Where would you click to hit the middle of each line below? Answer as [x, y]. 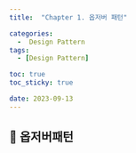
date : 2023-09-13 [41, 99]
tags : [19, 50]
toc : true [28, 75]
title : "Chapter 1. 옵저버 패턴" [68, 17]
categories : [31, 33]
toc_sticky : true [41, 83]
